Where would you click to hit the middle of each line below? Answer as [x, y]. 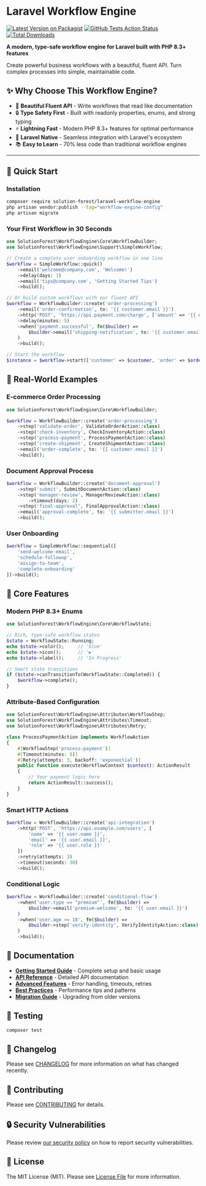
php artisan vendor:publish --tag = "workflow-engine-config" [85, 207]
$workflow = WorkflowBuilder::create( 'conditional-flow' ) [82, 897]
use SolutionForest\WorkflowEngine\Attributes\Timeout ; [79, 720]
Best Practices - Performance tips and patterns [75, 990]
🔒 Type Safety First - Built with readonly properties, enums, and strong [105, 112]
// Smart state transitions [42, 669]
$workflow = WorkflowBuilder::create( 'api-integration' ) [81, 823]
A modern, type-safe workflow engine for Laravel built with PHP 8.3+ [96, 47]
